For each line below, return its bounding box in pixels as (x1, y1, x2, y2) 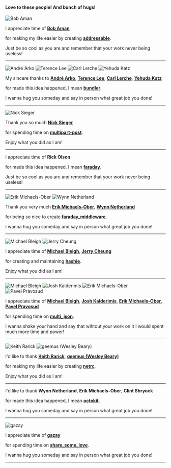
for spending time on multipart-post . (5, 129, 83, 135)
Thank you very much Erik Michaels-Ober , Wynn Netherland (5, 204, 135, 210)
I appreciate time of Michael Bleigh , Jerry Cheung (5, 248, 112, 254)
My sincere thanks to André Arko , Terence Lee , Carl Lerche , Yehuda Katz (5, 75, 162, 81)
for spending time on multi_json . (5, 313, 74, 319)
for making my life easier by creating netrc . (5, 363, 96, 369)
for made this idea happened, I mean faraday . (5, 164, 102, 170)
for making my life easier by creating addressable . (5, 35, 111, 41)
